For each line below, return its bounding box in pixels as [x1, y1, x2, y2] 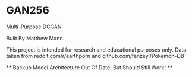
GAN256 [6, 4, 49, 17]
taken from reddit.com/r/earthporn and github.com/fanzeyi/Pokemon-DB [6, 52, 184, 59]
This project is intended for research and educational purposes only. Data [6, 46, 187, 53]
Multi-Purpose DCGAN [6, 23, 62, 30]
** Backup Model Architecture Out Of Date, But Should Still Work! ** [6, 63, 173, 71]
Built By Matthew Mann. [6, 34, 65, 41]
